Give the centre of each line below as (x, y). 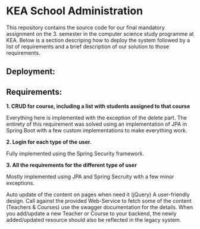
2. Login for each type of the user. (49, 142)
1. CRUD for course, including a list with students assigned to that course (98, 106)
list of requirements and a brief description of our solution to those (88, 47)
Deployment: (31, 72)
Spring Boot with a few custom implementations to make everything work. (97, 131)
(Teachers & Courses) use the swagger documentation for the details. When (100, 208)
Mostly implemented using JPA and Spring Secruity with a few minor (90, 177)
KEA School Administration (75, 11)
